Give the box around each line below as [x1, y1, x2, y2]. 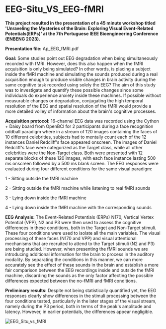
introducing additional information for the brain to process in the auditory [5, 251, 155, 257]
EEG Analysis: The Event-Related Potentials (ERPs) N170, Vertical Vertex [5, 214, 154, 220]
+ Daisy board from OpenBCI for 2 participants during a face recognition [5, 123, 154, 129]
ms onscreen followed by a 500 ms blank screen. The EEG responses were [5, 160, 159, 166]
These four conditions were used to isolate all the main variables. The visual [5, 230, 161, 236]
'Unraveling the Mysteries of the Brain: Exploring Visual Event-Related [5, 25, 154, 31]
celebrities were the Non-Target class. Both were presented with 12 [5, 150, 143, 156]
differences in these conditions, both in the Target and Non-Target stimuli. [5, 225, 157, 231]
